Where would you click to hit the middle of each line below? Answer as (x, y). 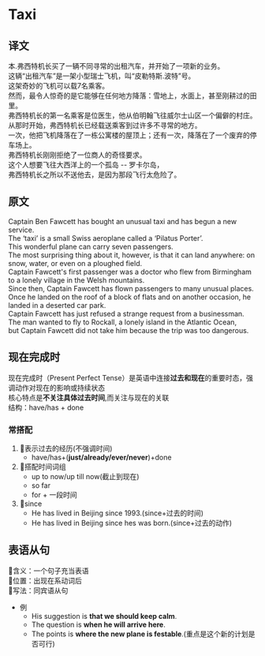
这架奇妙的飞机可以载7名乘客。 (58, 86)
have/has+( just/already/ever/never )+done (101, 457)
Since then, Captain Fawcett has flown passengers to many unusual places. (131, 288)
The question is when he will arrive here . (98, 624)
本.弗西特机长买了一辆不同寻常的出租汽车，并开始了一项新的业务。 (116, 66)
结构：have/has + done (46, 407)
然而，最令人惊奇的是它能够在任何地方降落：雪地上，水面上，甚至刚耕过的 (129, 96)
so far (41, 485)
